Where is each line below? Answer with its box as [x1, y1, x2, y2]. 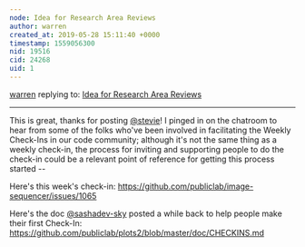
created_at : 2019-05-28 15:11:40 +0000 [9, 30, 161, 39]
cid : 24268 [9, 55, 51, 64]
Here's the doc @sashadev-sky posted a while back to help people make [9, 208, 283, 219]
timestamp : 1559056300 [9, 38, 95, 48]
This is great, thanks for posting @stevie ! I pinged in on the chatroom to [9, 114, 278, 125]
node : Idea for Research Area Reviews [9, 13, 156, 23]
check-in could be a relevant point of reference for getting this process [9, 153, 275, 164]
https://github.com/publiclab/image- [117, 181, 254, 192]
